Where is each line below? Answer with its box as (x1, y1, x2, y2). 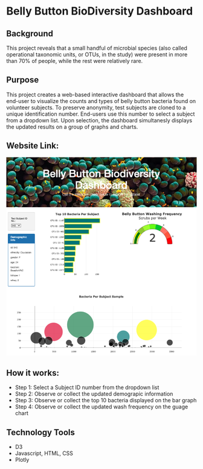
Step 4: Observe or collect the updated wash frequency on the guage (14, 403, 188, 410)
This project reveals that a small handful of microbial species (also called (6, 44, 187, 52)
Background (6, 28, 53, 39)
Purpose (6, 75, 39, 85)
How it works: (6, 368, 59, 378)
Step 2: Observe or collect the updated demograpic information (14, 390, 173, 397)
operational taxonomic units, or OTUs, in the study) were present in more (6, 51, 188, 58)
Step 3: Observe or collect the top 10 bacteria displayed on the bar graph (14, 397, 197, 404)
